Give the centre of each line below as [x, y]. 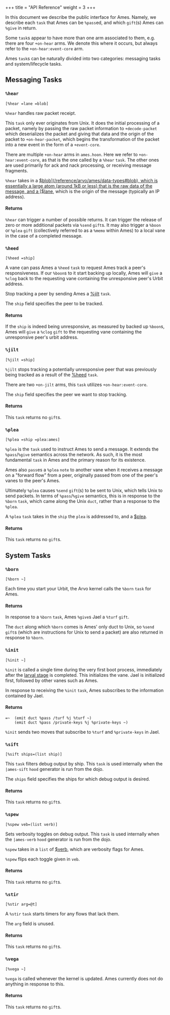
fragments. [17, 170]
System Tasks [28, 556]
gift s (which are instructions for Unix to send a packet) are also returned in [84, 632]
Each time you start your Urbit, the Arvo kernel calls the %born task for [78, 589]
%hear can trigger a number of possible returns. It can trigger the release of [84, 219]
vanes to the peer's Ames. [33, 481]
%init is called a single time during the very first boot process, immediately [84, 669]
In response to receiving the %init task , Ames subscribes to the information [84, 690]
